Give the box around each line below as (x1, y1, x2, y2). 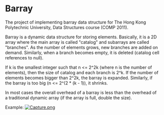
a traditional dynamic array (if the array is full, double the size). (5, 94, 132, 101)
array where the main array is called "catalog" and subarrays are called (5, 39, 149, 45)
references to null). (5, 55, 44, 60)
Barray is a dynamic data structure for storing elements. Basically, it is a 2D (5, 34, 157, 40)
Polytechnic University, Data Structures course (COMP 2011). (5, 24, 129, 30)
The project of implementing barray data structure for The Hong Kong (5, 19, 146, 25)
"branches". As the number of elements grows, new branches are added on (5, 44, 158, 50)
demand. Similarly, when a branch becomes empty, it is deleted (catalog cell (5, 50, 160, 56)
